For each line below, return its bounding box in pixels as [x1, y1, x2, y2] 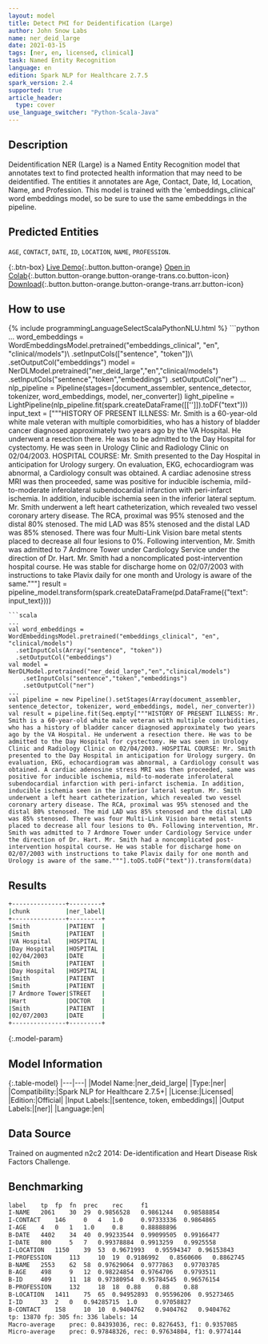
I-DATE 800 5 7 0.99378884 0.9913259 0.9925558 [8, 1238, 217, 1246]
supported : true [8, 86, 62, 95]
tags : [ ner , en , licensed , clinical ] [8, 49, 134, 57]
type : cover [15, 101, 56, 109]
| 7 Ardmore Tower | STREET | [8, 989, 106, 998]
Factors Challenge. [8, 1156, 70, 1166]
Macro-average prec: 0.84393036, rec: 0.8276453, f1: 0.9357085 [8, 1320, 238, 1329]
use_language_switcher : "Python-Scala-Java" [8, 109, 159, 117]
